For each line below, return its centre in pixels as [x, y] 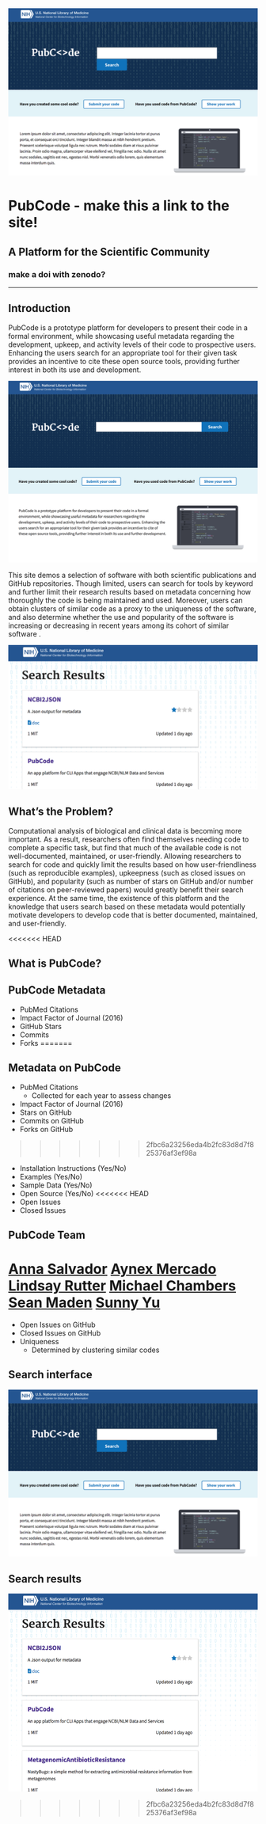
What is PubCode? [55, 963]
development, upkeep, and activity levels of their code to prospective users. [132, 344]
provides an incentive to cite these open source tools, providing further [124, 361]
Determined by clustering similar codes [95, 1350]
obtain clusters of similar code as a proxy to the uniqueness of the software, [133, 609]
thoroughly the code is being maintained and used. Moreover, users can [125, 600]
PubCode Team [47, 1235]
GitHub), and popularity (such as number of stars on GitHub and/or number [131, 881]
